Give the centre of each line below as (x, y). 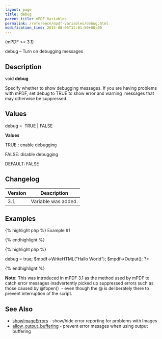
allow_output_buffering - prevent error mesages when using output (80, 326)
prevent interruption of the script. (39, 294)
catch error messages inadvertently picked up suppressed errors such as (79, 283)
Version (17, 193)
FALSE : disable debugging (32, 154)
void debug (17, 78)
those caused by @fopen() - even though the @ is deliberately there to (77, 288)
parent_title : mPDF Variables (36, 19)
